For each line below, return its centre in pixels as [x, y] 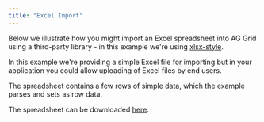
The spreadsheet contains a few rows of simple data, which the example [127, 86]
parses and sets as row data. [55, 94]
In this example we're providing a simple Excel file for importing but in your [130, 62]
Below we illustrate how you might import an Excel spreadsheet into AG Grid [132, 38]
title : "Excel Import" [46, 15]
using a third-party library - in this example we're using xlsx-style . [116, 46]
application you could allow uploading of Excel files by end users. [115, 70]
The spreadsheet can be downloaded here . [78, 109]
